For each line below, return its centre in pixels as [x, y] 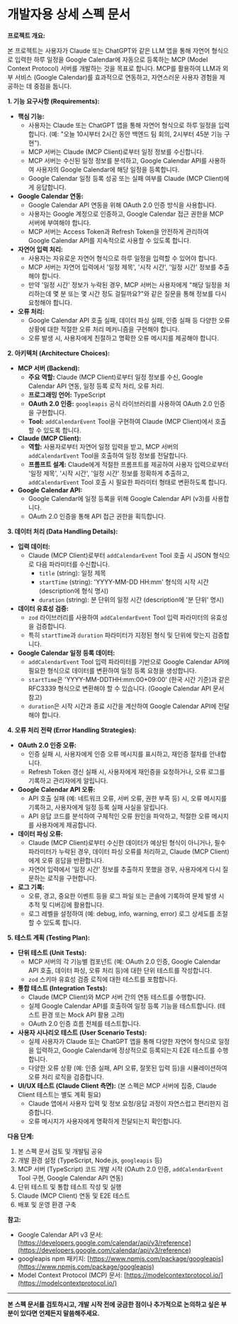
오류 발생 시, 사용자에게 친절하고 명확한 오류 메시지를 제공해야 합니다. [124, 338]
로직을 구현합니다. [72, 878]
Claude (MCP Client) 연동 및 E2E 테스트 [74, 1196]
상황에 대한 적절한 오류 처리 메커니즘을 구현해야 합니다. [104, 329]
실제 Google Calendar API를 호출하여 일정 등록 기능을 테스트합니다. [122, 1005]
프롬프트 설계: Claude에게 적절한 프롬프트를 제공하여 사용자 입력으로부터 [128, 464]
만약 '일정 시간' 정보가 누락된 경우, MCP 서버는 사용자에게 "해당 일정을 [125, 285]
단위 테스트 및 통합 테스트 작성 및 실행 [69, 1186]
